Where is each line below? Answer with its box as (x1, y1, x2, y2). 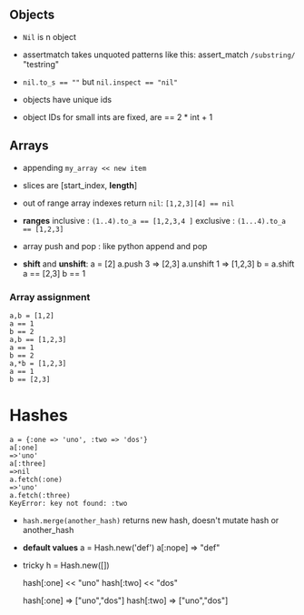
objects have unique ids (22, 94, 112, 105)
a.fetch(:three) (9, 490, 71, 499)
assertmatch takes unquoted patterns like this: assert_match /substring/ (22, 49, 296, 60)
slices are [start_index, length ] (22, 179, 138, 190)
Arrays (9, 138, 49, 154)
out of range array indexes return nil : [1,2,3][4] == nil (22, 197, 235, 208)
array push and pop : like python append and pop (22, 240, 208, 251)
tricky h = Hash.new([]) (22, 560, 111, 570)
